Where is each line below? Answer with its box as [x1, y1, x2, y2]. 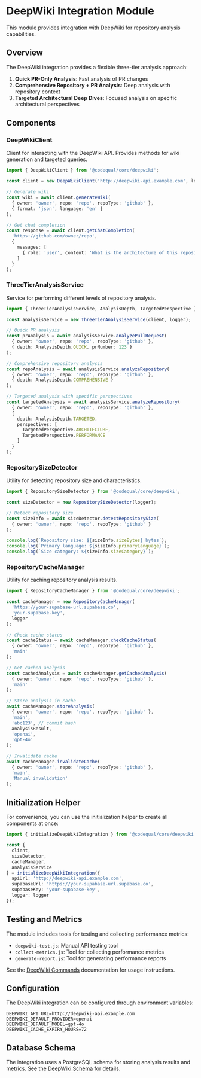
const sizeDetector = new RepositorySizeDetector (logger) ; [6, 500, 157, 505]
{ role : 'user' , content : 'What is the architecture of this [22, 249, 178, 255]
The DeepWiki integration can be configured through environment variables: [6, 999, 194, 1006]
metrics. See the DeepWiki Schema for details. [6, 1065, 121, 1072]
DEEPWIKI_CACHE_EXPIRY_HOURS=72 [6, 1027, 87, 1033]
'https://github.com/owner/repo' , [11, 233, 98, 239]
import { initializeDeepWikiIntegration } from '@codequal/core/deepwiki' [6, 832, 197, 838]
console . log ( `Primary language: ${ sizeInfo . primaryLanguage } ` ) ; [6, 543, 170, 549]
